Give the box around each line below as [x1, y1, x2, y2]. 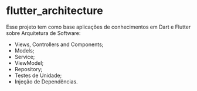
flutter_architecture [6, 4, 104, 17]
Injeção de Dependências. [14, 78, 78, 85]
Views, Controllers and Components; [14, 41, 104, 48]
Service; [14, 53, 35, 60]
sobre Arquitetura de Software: [6, 29, 81, 36]
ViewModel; [14, 60, 44, 66]
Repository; [14, 65, 43, 72]
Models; [14, 47, 35, 54]
